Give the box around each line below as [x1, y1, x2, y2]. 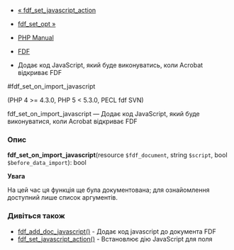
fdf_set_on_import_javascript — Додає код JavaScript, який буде [7, 110, 200, 118]
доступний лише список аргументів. [7, 193, 118, 202]
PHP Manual [17, 33, 55, 42]
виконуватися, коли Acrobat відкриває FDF [7, 117, 138, 125]
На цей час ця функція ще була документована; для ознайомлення [7, 186, 210, 194]
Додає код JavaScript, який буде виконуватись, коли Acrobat [17, 61, 204, 69]
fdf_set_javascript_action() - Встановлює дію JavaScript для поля [17, 234, 213, 243]
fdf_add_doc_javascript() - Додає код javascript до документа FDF [17, 227, 216, 236]
